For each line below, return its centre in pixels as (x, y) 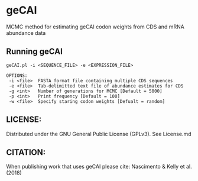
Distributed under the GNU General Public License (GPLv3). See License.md (99, 134)
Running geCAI (35, 52)
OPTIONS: (17, 75)
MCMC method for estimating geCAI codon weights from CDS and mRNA (95, 27)
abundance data (26, 33)
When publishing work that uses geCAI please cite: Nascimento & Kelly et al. (99, 167)
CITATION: (26, 152)
